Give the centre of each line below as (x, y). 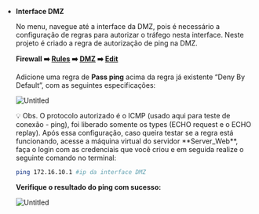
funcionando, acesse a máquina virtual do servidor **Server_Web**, (127, 141)
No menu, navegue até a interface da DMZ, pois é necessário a (118, 26)
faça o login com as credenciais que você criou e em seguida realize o (129, 149)
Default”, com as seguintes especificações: (86, 85)
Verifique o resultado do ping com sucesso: (88, 187)
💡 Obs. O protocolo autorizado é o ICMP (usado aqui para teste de (123, 116)
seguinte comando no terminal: (66, 158)
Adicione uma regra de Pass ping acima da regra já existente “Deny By (130, 77)
